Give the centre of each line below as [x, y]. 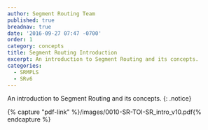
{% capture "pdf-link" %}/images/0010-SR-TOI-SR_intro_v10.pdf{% [104, 112]
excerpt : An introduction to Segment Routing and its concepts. [103, 59]
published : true [31, 20]
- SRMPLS [26, 72]
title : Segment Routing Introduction [62, 53]
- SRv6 [23, 79]
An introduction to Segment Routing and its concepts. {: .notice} [99, 99]
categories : [25, 66]
